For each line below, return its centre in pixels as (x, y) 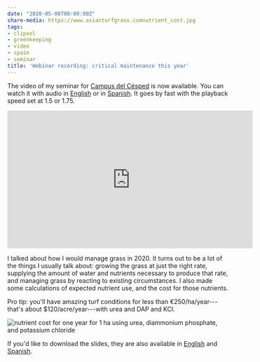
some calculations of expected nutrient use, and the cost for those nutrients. (118, 288)
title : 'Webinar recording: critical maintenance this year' (98, 66)
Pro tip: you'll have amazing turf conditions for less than (88, 301)
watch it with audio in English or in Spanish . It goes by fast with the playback (118, 93)
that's (15, 309)
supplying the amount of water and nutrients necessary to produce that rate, (118, 273)
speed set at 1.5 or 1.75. (41, 100)
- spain (19, 53)
